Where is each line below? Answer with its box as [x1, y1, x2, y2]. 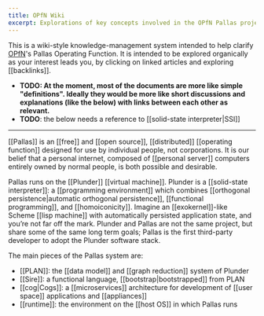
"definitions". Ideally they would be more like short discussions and [19, 89, 246, 98]
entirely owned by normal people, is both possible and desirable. [8, 162, 218, 171]
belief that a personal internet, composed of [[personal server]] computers [8, 153, 250, 163]
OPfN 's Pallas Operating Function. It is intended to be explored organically [8, 49, 249, 58]
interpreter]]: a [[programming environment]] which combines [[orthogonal [8, 186, 251, 195]
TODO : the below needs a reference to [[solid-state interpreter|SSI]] [19, 114, 241, 123]
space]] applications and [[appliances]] [19, 291, 148, 300]
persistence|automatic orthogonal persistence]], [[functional [8, 193, 204, 203]
